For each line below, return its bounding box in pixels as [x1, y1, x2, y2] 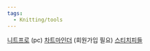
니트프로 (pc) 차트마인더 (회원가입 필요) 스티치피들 [7, 35, 143, 44]
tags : [7, 10, 23, 17]
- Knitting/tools [13, 16, 63, 23]
